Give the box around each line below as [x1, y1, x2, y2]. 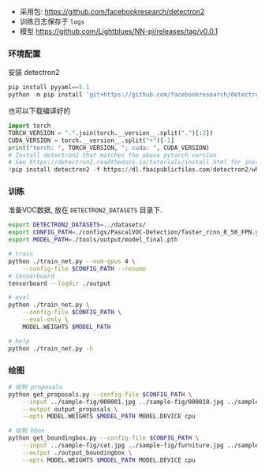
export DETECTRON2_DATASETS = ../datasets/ [8, 221, 147, 229]
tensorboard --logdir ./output [8, 279, 111, 287]
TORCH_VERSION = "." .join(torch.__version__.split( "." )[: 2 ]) [8, 129, 214, 137]
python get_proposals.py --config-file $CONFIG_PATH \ [8, 390, 192, 399]
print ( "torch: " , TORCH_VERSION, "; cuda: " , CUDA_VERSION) [8, 144, 211, 152]
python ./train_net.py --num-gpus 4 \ [8, 257, 136, 265]
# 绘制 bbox [8, 427, 45, 435]
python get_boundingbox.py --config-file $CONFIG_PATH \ [8, 434, 200, 442]
